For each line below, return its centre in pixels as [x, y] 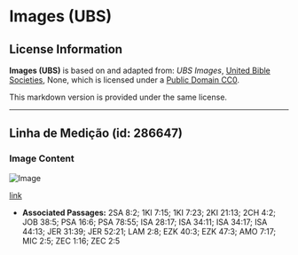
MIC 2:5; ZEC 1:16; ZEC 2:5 [71, 241]
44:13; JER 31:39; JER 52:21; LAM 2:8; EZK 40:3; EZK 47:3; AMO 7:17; [149, 231]
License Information [66, 49]
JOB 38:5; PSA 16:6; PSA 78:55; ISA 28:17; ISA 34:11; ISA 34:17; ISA [145, 222]
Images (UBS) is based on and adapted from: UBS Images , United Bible [140, 70]
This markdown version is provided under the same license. [118, 97]
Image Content [42, 159]
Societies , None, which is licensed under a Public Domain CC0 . [125, 80]
